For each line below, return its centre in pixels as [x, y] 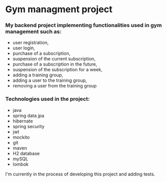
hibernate [23, 121]
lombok [21, 164]
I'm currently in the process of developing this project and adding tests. [80, 174]
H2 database [26, 153]
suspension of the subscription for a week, [58, 70]
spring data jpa [29, 115]
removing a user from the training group [54, 86]
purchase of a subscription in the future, [55, 64]
